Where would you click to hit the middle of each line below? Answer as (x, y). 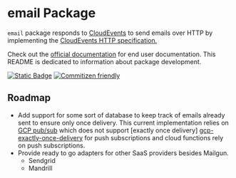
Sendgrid (42, 160)
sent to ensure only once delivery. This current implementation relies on (123, 122)
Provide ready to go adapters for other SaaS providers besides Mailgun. (123, 153)
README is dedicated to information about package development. (104, 61)
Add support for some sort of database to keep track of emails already (121, 115)
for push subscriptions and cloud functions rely (154, 137)
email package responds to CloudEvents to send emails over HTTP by (110, 33)
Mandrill (40, 168)
